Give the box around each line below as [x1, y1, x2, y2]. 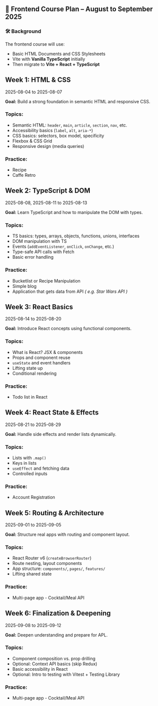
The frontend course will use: [5, 41, 65, 47]
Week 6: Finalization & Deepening [5, 609, 111, 618]
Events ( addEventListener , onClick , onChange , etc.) [12, 244, 115, 250]
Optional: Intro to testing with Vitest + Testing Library [12, 671, 120, 677]
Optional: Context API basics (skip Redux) [12, 661, 98, 667]
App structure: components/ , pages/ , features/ [12, 565, 106, 571]
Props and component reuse [12, 354, 71, 360]
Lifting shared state [12, 571, 52, 577]
